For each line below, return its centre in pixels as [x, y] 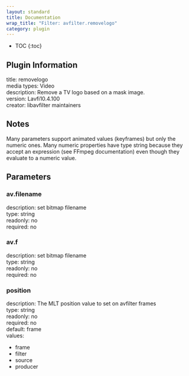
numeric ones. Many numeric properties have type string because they [94, 145]
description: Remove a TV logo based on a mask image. [75, 92]
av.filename [24, 194]
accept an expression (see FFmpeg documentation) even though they [93, 151]
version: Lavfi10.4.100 [33, 99]
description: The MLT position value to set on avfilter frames [81, 303]
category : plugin [28, 29]
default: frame [24, 329]
